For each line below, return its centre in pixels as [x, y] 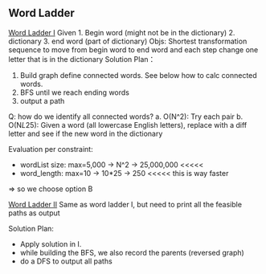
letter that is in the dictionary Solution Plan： [82, 59]
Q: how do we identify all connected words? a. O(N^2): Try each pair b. [126, 117]
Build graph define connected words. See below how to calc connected [138, 75]
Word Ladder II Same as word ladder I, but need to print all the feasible [125, 204]
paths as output [34, 213]
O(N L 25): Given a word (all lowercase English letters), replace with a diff [128, 125]
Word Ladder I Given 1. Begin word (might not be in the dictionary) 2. [122, 32]
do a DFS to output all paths [66, 261]
